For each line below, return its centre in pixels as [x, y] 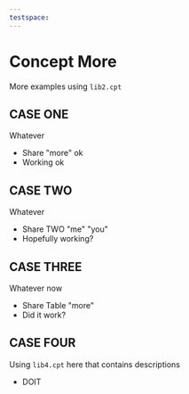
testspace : [29, 17]
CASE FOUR [43, 343]
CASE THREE [46, 267]
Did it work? [44, 315]
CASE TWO [41, 190]
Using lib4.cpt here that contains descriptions [94, 364]
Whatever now [36, 288]
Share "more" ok [52, 153]
